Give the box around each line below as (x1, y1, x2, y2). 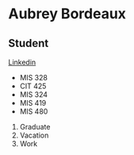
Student (8, 37, 49, 50)
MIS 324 (19, 90, 48, 99)
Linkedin (8, 57, 36, 67)
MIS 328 (19, 73, 48, 82)
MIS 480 (19, 107, 48, 116)
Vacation (19, 130, 49, 140)
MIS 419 (19, 99, 47, 107)
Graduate (19, 122, 51, 131)
